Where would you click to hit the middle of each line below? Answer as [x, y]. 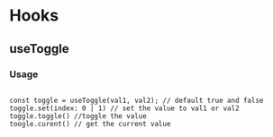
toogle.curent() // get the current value [90, 124]
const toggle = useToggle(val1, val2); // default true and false [136, 100]
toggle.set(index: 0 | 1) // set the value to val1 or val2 [125, 108]
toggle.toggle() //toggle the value [78, 116]
